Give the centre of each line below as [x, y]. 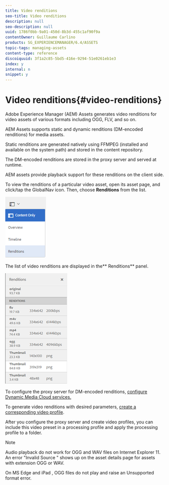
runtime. [14, 165]
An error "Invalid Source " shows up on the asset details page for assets [80, 458]
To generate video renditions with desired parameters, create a [71, 407]
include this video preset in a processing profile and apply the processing [81, 427]
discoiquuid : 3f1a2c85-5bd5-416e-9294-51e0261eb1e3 [61, 59]
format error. [18, 478]
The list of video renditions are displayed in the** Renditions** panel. [77, 266]
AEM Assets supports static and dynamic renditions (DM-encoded [74, 129]
